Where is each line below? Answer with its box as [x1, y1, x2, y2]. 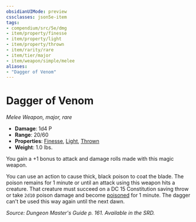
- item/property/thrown [6, 42, 65, 48]
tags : [6, 19, 19, 25]
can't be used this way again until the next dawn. [6, 198, 125, 205]
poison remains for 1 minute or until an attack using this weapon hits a [6, 179, 175, 186]
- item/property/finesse [6, 31, 67, 37]
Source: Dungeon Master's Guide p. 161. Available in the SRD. [6, 210, 155, 217]
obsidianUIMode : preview [6, 8, 67, 15]
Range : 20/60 [14, 131, 49, 138]
